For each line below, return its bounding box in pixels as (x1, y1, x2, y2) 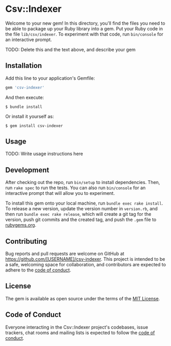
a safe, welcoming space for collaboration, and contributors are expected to (5, 262, 166, 268)
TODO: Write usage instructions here (5, 151, 83, 157)
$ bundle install (5, 104, 43, 110)
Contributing (5, 237, 47, 246)
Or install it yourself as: (5, 113, 54, 119)
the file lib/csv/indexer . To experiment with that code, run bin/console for (5, 31, 163, 37)
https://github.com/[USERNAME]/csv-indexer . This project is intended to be (5, 256, 165, 262)
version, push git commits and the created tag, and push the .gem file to (5, 216, 157, 223)
